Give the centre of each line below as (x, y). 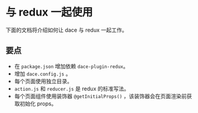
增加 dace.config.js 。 (43, 74)
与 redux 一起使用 (49, 12)
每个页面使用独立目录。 (43, 81)
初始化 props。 (38, 103)
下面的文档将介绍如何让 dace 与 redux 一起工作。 (67, 30)
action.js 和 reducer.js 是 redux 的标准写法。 (72, 88)
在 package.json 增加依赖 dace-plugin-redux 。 (71, 66)
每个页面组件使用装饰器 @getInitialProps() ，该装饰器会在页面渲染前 (100, 96)
